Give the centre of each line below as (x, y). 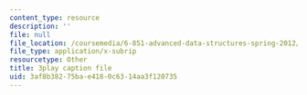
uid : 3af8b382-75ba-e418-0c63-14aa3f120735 (94, 77)
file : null (30, 34)
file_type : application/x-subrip (73, 52)
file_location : (38, 43)
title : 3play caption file (61, 69)
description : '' (40, 26)
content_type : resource (55, 18)
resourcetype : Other (49, 60)
